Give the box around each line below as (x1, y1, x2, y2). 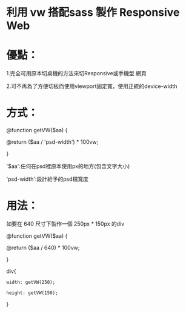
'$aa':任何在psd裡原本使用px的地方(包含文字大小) (6, 163, 130, 170)
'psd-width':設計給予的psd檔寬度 (6, 175, 89, 183)
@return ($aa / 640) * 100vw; (6, 244, 80, 251)
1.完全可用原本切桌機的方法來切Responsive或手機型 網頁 (6, 70, 147, 77)
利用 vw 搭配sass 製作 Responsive (6, 5, 180, 19)
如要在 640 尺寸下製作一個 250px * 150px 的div (6, 220, 125, 227)
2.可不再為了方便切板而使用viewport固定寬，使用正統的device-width (6, 82, 178, 90)
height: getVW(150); (6, 290, 59, 296)
